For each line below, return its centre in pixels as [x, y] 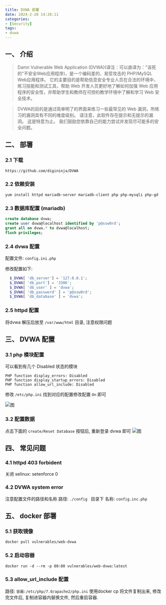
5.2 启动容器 [20, 555]
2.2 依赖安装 [20, 184]
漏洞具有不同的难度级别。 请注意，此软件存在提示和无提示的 [87, 115]
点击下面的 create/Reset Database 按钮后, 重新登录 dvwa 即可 [68, 431]
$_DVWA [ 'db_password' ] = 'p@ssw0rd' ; [51, 292]
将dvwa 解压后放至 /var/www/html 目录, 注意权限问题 [59, 322]
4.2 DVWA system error [34, 487]
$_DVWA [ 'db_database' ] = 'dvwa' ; [46, 297]
